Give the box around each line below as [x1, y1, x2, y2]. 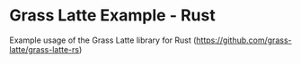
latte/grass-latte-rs [9, 44, 79, 54]
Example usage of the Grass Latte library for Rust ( [9, 35, 197, 45]
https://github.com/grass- [196, 35, 292, 45]
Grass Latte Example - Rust [9, 5, 216, 26]
